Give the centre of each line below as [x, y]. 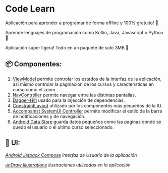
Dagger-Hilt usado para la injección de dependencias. [69, 100]
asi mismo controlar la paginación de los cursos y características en [83, 84]
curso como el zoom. [35, 89]
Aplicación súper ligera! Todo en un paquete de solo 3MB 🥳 [67, 47]
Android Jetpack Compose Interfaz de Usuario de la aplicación [71, 155]
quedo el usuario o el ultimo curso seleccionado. [63, 127]
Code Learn [30, 9]
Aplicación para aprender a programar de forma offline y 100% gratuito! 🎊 [82, 23]
